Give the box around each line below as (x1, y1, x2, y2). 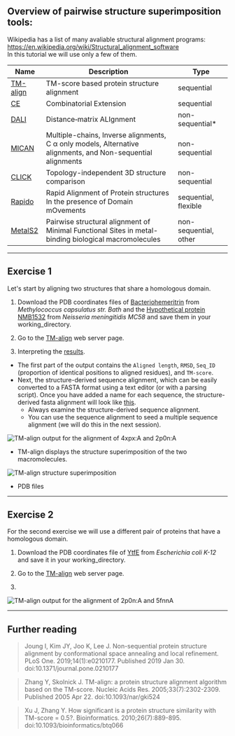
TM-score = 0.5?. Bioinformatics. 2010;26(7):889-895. (24, 714, 182, 722)
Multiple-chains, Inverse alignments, (45, 130, 166, 139)
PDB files (17, 482, 44, 490)
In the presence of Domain (45, 196, 134, 206)
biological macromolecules (72, 234, 161, 244)
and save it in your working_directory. (17, 556, 126, 564)
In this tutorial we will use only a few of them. (7, 50, 138, 58)
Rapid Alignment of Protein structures (45, 188, 169, 197)
